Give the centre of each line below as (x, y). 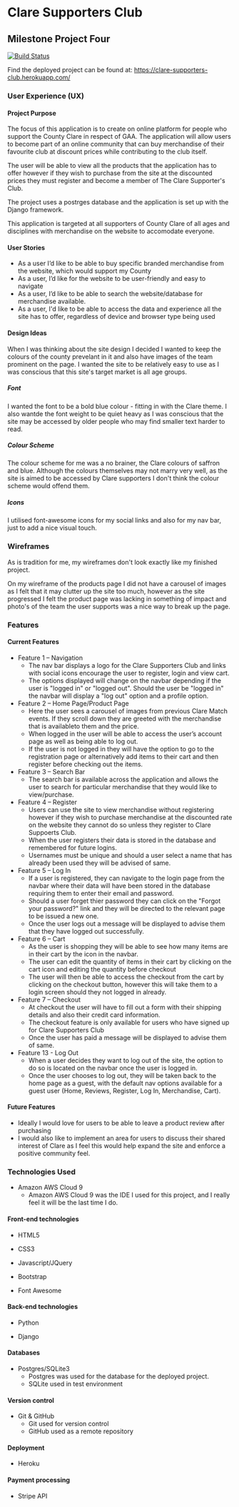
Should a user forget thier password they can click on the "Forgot (124, 901)
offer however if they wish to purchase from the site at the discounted (110, 173)
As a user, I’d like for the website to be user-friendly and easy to (112, 279)
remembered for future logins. (73, 847)
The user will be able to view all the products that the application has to (112, 166)
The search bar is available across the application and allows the (123, 779)
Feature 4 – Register (47, 802)
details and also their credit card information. (94, 1014)
